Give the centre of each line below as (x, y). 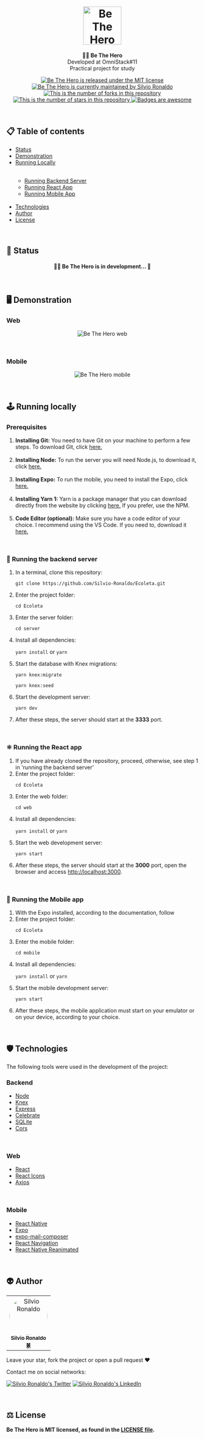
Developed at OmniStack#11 (102, 62)
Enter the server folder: (44, 617)
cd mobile (28, 953)
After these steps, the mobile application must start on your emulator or (105, 1010)
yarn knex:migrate (38, 675)
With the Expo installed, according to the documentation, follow (95, 912)
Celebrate (28, 1115)
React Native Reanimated (47, 1249)
